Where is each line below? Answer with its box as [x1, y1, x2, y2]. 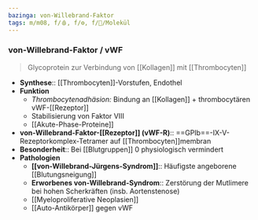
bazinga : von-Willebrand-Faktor [8, 11, 114, 20]
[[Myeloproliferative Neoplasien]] [31, 194, 139, 204]
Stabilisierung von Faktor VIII [31, 111, 124, 120]
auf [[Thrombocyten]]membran [109, 136, 212, 145]
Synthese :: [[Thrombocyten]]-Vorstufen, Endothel [19, 78, 182, 87]
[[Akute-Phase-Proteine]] [31, 119, 114, 129]
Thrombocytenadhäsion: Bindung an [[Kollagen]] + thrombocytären [31, 94, 250, 104]
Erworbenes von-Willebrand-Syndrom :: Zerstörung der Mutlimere [31, 178, 249, 187]
